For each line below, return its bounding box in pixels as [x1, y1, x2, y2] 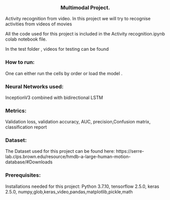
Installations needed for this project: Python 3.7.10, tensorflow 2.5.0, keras [5, 183, 159, 189]
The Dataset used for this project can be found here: [5, 148, 115, 154]
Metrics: [5, 107, 27, 114]
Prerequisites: [5, 172, 41, 179]
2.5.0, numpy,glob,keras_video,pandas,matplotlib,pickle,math [5, 188, 133, 194]
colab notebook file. [5, 36, 47, 42]
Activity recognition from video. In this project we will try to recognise [5, 16, 151, 22]
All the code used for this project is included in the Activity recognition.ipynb [5, 31, 165, 37]
